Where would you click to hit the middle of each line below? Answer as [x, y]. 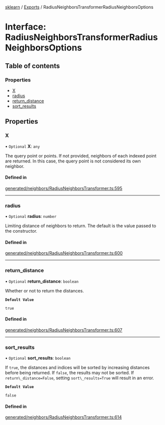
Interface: [26, 27]
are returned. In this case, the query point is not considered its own [73, 161]
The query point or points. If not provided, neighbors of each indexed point [81, 156]
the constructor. [21, 231]
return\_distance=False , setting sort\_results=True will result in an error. [80, 378]
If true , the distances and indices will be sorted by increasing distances [77, 368]
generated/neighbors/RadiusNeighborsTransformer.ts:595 [64, 188]
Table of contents [32, 66]
